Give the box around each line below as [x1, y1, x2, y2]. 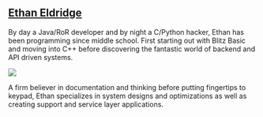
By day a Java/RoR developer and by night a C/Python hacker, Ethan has [8, 27, 245, 36]
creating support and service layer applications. [8, 99, 164, 109]
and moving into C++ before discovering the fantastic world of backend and [8, 43, 256, 54]
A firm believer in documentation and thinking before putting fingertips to [8, 82, 246, 92]
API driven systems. [8, 52, 73, 62]
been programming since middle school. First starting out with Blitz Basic [8, 36, 246, 45]
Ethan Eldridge [8, 6, 82, 20]
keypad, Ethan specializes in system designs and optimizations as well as [8, 91, 247, 100]
